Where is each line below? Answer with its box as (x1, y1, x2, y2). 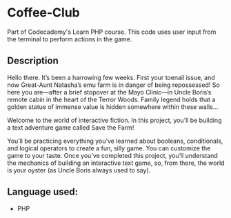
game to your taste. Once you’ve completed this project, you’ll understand (7, 151, 219, 159)
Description (7, 55, 59, 67)
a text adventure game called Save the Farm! (7, 123, 134, 132)
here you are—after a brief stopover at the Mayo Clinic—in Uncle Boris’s (7, 88, 212, 96)
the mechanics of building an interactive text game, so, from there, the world (7, 159, 225, 167)
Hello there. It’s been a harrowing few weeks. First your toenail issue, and (7, 73, 215, 81)
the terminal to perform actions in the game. (7, 34, 132, 43)
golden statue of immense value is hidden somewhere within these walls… (7, 102, 219, 111)
